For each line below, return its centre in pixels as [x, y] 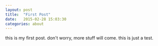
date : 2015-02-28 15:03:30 [36, 19]
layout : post [19, 10]
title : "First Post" [28, 14]
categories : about [24, 24]
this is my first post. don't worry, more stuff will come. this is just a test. [79, 38]
